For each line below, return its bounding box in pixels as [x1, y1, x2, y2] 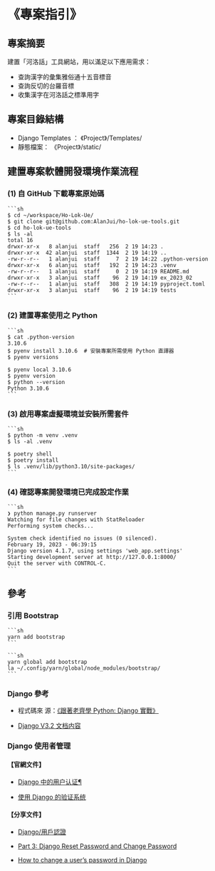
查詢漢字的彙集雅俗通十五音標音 [17, 73, 112, 81]
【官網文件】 [7, 760, 45, 768]
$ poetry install [7, 457, 59, 464]
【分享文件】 [7, 810, 45, 819]
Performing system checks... [7, 523, 94, 530]
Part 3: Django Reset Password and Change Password [17, 842, 177, 850]
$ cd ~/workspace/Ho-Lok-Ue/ [7, 211, 94, 218]
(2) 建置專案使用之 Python [7, 311, 98, 321]
